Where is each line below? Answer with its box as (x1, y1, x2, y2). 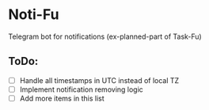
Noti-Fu (8, 6, 59, 24)
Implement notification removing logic (19, 85, 144, 94)
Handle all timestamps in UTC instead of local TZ (19, 75, 180, 85)
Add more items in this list (19, 93, 104, 103)
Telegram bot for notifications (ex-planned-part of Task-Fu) (8, 32, 202, 41)
